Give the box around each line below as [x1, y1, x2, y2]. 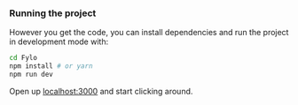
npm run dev [9, 70, 53, 79]
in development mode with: [9, 36, 109, 47]
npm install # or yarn [9, 62, 93, 71]
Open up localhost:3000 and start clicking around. [9, 86, 193, 96]
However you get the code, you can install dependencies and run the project [9, 27, 289, 38]
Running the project [9, 7, 97, 19]
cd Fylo [9, 54, 38, 63]
